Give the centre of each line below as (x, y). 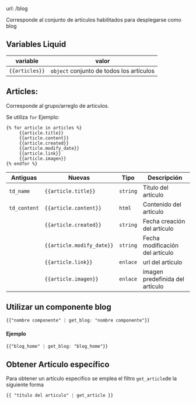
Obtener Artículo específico (58, 364)
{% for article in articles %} (44, 128)
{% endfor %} (22, 163)
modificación (161, 245)
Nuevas (79, 177)
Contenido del (162, 204)
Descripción (165, 177)
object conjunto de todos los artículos (102, 71)
